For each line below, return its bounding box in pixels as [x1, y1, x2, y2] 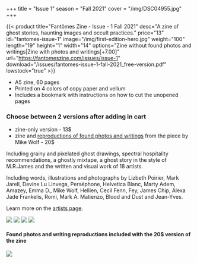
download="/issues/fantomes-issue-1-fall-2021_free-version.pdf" [6, 61, 167, 68]
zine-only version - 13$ [14, 126, 72, 133]
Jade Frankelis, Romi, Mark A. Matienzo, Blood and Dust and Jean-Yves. [6, 193, 183, 201]
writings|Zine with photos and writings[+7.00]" [6, 48, 120, 55]
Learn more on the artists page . [6, 205, 83, 212]
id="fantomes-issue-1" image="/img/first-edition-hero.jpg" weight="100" [6, 36, 185, 42]
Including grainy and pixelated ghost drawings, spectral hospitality [6, 150, 169, 157]
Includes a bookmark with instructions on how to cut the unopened [14, 92, 179, 98]
